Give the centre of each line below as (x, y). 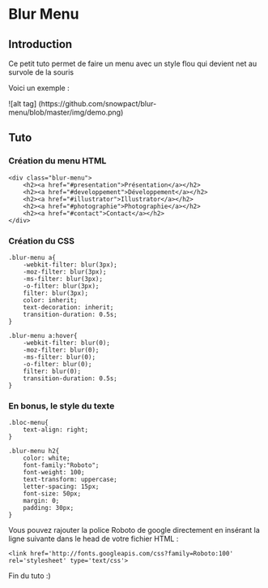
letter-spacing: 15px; (61, 487)
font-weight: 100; (54, 473)
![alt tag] (23, 104)
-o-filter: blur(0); (57, 364)
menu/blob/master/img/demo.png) (66, 112)
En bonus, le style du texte (62, 405)
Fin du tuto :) (30, 576)
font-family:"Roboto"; (61, 465)
